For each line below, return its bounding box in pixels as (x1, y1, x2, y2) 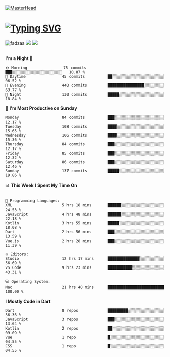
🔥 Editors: (5, 252, 29, 257)
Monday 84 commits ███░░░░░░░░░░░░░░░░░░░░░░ (5, 115, 165, 120)
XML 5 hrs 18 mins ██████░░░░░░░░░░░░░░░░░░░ (5, 202, 165, 208)
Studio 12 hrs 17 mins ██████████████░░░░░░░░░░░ (5, 256, 165, 261)
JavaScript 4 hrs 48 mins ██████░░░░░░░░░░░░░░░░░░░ (5, 212, 165, 217)
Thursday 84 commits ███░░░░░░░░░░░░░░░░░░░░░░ (5, 141, 165, 147)
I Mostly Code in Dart (5, 298, 51, 304)
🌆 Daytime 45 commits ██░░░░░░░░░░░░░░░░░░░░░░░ (5, 74, 165, 79)
